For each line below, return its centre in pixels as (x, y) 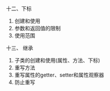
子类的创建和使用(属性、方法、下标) (57, 60)
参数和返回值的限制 (38, 28)
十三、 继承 (19, 48)
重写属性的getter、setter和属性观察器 (59, 75)
